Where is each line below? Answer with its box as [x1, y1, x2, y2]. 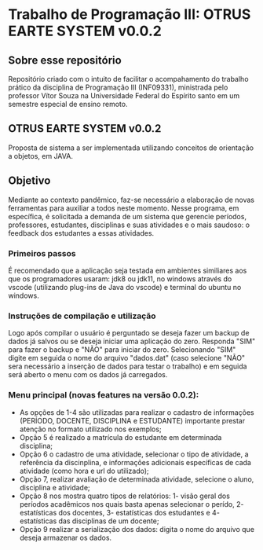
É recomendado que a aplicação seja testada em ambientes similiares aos [8, 266, 247, 275]
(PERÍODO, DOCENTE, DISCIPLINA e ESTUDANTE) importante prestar [19, 416, 246, 425]
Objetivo [8, 174, 51, 188]
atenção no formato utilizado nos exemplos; [19, 424, 163, 434]
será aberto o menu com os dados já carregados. [8, 370, 168, 379]
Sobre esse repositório [8, 53, 122, 67]
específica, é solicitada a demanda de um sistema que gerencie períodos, [8, 211, 247, 221]
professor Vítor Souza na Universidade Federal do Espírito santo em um [8, 91, 240, 100]
